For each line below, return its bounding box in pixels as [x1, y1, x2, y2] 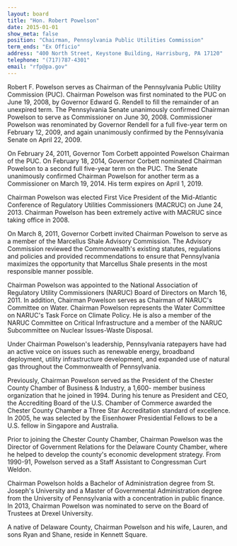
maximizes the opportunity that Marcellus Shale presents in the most [7, 260, 207, 268]
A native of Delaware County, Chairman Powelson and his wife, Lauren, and [7, 523, 228, 531]
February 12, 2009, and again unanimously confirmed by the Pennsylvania [7, 128, 224, 136]
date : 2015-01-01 [7, 23, 59, 30]
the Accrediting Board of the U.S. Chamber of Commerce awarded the [7, 399, 212, 407]
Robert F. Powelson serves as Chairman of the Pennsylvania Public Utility [7, 82, 221, 91]
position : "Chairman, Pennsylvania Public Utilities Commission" [7, 37, 204, 44]
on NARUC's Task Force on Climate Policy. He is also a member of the [7, 311, 212, 319]
